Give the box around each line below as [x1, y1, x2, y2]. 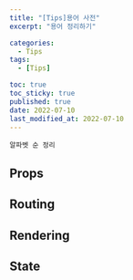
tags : [9, 56, 30, 65]
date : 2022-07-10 [9, 106, 76, 115]
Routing [9, 197, 56, 213]
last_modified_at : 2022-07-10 [9, 114, 125, 123]
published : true [9, 97, 71, 106]
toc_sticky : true [9, 88, 76, 98]
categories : [9, 38, 55, 47]
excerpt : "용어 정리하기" [9, 22, 97, 31]
